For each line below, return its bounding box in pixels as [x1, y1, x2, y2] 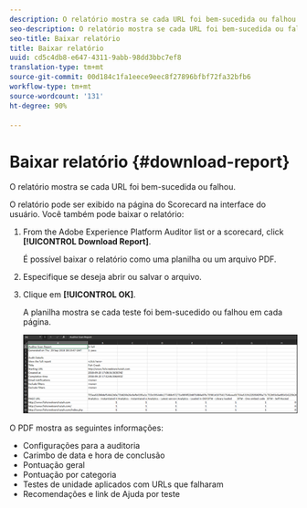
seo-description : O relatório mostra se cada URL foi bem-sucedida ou [9, 24, 284, 34]
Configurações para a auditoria [22, 441, 141, 451]
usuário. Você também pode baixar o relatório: [9, 209, 185, 220]
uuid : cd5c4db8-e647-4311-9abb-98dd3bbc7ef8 [9, 53, 182, 63]
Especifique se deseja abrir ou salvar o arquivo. [22, 272, 203, 283]
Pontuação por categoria [22, 470, 117, 481]
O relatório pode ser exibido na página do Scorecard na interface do [9, 199, 267, 210]
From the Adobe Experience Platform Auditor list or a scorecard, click [22, 226, 285, 237]
